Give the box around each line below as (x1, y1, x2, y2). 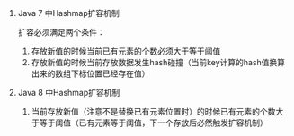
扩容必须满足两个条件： (17, 27, 105, 38)
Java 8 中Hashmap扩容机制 (17, 88, 120, 98)
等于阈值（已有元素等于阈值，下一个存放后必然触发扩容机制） (39, 117, 268, 128)
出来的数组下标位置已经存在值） (31, 68, 150, 79)
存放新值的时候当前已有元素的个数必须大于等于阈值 (31, 46, 221, 56)
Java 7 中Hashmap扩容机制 (17, 8, 120, 18)
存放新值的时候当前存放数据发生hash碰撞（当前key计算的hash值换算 (31, 57, 286, 67)
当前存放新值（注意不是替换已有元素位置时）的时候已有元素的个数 (31, 106, 276, 116)
